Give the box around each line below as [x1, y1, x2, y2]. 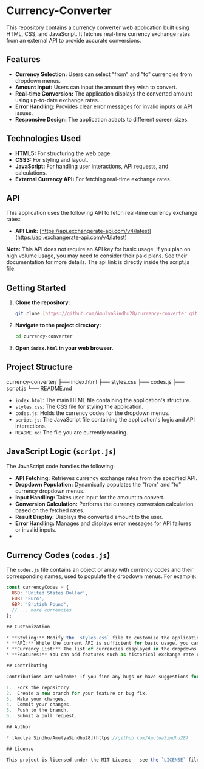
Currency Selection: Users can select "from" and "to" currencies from [15, 71, 192, 78]
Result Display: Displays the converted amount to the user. [15, 513, 163, 520]
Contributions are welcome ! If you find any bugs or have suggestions [6, 673, 189, 680]
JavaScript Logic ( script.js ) [6, 447, 117, 457]
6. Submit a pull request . [6, 713, 78, 719]
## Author [6, 724, 32, 730]
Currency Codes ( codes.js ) [6, 550, 110, 560]
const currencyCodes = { [6, 585, 69, 591]
